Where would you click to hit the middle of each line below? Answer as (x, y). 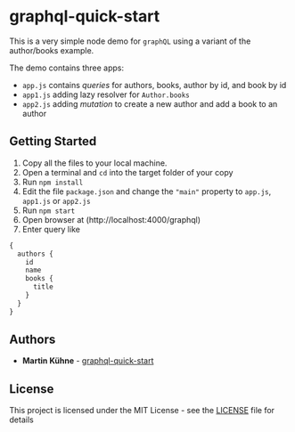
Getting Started (53, 141)
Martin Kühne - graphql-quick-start (88, 361)
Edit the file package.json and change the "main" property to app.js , (147, 191)
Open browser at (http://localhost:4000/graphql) (111, 219)
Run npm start (49, 210)
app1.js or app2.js (56, 200)
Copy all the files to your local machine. (94, 163)
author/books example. (52, 50)
